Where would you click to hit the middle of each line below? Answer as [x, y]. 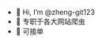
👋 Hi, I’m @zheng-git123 [55, 12]
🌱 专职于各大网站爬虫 [50, 21]
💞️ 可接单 [29, 31]
